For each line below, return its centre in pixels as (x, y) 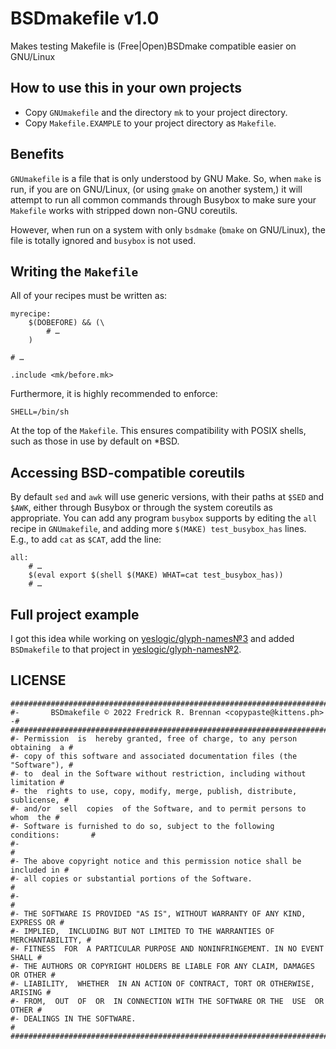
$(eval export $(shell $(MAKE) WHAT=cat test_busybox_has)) (156, 575)
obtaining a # (42, 747)
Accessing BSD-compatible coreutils (128, 472)
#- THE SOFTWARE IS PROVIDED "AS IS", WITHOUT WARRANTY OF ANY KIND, (158, 913)
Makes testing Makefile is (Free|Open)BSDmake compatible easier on (153, 46)
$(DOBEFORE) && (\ (66, 323)
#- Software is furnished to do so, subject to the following (142, 826)
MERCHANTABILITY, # (51, 940)
